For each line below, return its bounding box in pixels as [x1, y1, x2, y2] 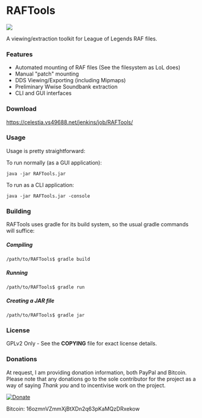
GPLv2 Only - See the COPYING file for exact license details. [6, 340, 157, 347]
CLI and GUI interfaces [14, 90, 72, 97]
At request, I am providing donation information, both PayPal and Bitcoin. [6, 368, 187, 376]
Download [6, 105, 37, 113]
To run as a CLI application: [6, 181, 74, 188]
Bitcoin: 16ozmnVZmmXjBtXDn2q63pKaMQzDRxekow [6, 405, 140, 412]
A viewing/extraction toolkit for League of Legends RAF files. [6, 34, 158, 42]
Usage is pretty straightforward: [6, 147, 86, 154]
